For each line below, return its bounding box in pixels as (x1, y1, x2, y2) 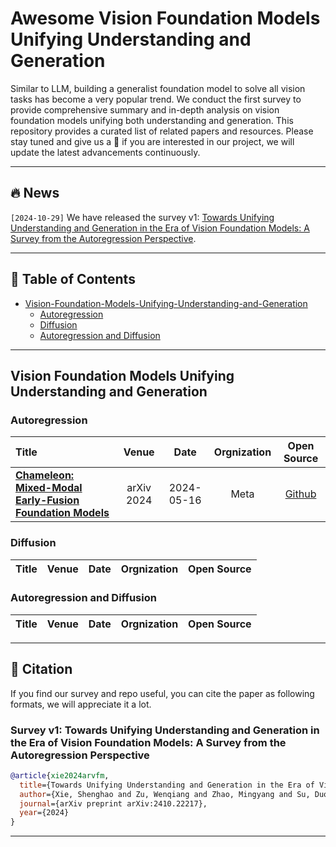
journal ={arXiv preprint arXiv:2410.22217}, (19, 798, 208, 809)
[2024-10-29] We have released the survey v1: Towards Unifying (10, 211, 275, 223)
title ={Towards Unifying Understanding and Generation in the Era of (19, 780, 315, 790)
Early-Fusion (15, 493, 80, 507)
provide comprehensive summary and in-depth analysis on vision (10, 103, 280, 116)
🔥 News (10, 185, 60, 202)
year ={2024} (19, 808, 70, 818)
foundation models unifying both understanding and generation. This (10, 114, 294, 126)
